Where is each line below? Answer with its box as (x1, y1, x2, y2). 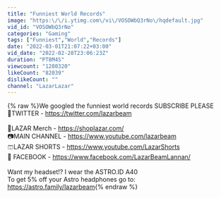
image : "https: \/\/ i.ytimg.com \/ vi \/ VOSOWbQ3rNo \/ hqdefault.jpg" (7, 17, 203, 24)
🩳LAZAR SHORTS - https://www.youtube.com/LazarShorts (7, 142, 180, 151)
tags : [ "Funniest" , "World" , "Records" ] (7, 37, 121, 44)
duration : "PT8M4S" (7, 56, 65, 63)
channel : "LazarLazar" (7, 82, 74, 89)
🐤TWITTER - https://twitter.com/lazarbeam (7, 109, 132, 118)
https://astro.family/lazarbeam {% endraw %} (7, 182, 138, 191)
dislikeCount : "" (7, 75, 59, 83)
